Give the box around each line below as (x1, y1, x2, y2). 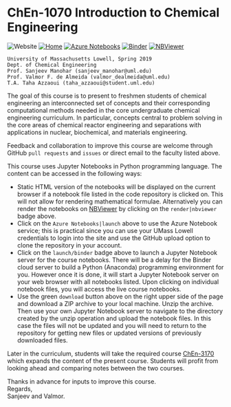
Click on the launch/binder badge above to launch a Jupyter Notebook (16, 248, 218, 256)
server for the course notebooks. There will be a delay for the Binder (16, 256, 212, 264)
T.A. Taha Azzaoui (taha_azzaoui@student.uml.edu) (7, 79, 155, 87)
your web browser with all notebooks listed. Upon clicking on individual (16, 277, 219, 286)
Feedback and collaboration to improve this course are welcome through (7, 141, 213, 149)
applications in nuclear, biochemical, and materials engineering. (7, 128, 188, 136)
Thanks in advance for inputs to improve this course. (7, 377, 157, 386)
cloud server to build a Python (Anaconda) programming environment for (16, 263, 224, 271)
